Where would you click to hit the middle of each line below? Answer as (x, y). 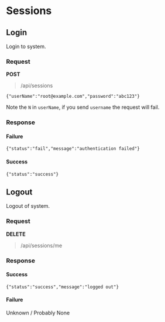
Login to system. (26, 46)
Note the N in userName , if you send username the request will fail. (83, 107)
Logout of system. (28, 206)
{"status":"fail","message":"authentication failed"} (73, 149)
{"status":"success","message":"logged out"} (62, 287)
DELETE (16, 234)
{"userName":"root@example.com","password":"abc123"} (73, 97)
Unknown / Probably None (38, 313)
